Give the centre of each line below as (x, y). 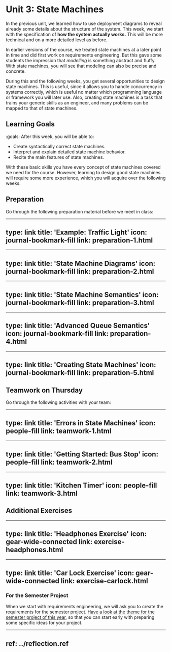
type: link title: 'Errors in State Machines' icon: (81, 423)
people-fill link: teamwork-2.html (59, 462)
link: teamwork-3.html (42, 493)
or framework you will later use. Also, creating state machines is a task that (84, 97)
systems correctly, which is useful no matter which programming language (84, 92)
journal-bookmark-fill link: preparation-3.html (80, 302)
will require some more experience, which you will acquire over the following (86, 178)
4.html (16, 342)
